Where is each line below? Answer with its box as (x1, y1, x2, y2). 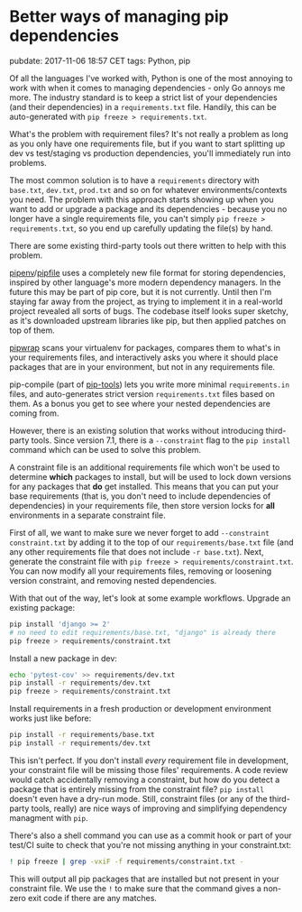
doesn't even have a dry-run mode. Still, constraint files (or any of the (9, 793, 268, 804)
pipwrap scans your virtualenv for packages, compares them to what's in (9, 342, 281, 353)
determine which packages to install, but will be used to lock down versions (9, 471, 291, 482)
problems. (9, 157, 47, 168)
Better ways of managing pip (9, 6, 229, 27)
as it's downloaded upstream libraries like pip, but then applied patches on (9, 315, 287, 326)
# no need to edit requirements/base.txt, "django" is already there (9, 628, 277, 637)
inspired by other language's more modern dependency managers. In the (9, 277, 281, 288)
